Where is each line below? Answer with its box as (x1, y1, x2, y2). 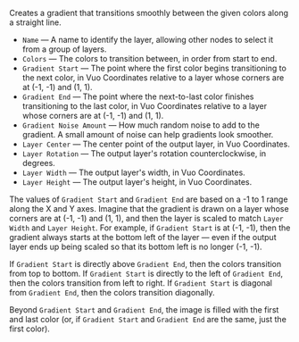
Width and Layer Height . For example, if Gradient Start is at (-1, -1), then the (9, 222, 291, 233)
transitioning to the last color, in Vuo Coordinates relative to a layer (21, 101, 268, 111)
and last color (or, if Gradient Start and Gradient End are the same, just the (9, 314, 287, 324)
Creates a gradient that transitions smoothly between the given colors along (9, 8, 288, 18)
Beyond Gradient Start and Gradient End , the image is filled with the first (9, 304, 279, 315)
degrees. (21, 158, 55, 168)
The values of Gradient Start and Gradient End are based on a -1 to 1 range (9, 194, 288, 204)
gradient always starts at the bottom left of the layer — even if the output (9, 232, 277, 242)
